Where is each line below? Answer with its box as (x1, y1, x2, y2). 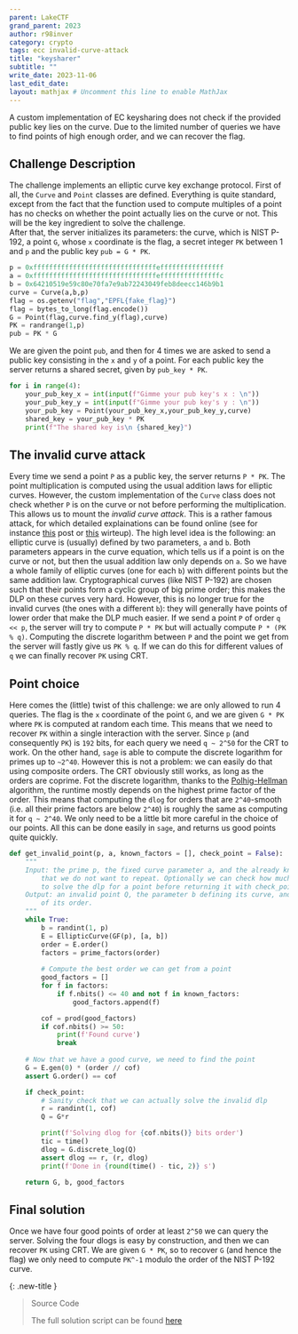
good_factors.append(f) (72, 997, 161, 1007)
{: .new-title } (9, 1281, 58, 1291)
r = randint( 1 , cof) (41, 1104, 117, 1114)
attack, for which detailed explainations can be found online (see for (9, 518, 258, 529)
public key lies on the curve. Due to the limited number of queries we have (9, 121, 281, 132)
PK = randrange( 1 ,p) (9, 321, 86, 330)
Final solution (9, 1202, 86, 1218)
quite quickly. (9, 832, 59, 843)
